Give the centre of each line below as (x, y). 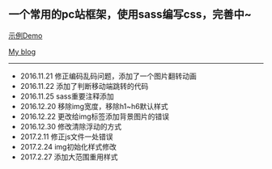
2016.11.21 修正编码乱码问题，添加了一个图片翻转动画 (108, 76)
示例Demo (25, 36)
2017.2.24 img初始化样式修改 (68, 146)
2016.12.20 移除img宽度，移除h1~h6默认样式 (94, 106)
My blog (22, 52)
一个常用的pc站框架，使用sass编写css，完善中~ (130, 15)
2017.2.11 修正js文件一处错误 (66, 137)
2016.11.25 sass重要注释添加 (67, 96)
